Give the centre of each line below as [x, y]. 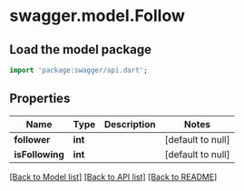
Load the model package [81, 50]
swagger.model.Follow [98, 16]
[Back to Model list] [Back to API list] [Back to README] [113, 176]
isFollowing [39, 154]
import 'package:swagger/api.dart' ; [78, 70]
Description [130, 124]
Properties [40, 99]
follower [32, 139]
